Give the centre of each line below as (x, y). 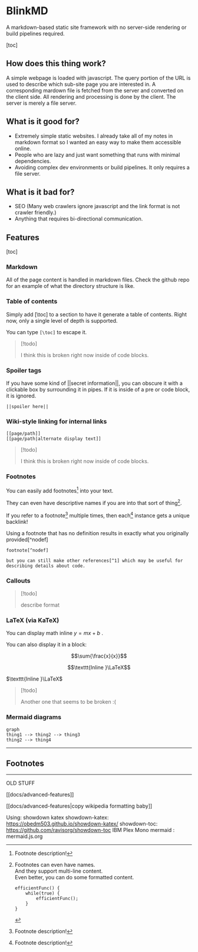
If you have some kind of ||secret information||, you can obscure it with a (94, 383)
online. (23, 148)
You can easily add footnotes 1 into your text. (60, 490)
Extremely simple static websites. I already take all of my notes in (93, 136)
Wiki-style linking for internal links (57, 421)
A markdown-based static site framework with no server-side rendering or (96, 27)
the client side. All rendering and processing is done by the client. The (91, 96)
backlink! (17, 522)
